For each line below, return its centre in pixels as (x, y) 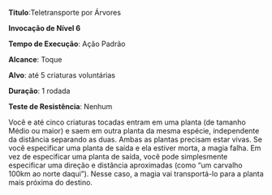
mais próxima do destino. (51, 182)
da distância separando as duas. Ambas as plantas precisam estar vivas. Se (135, 139)
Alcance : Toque (35, 59)
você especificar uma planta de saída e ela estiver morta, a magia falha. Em (135, 148)
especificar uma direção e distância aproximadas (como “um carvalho (125, 165)
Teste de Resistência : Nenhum (60, 106)
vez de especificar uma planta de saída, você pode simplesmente (118, 157)
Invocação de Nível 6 (45, 28)
